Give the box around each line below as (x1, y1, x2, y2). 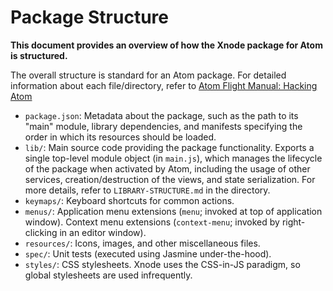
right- (281, 216, 306, 228)
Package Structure (10, 6, 169, 29)
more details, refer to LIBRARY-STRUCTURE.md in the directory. (24, 184, 271, 196)
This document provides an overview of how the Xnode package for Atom (10, 39, 323, 51)
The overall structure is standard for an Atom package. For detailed (10, 69, 287, 81)
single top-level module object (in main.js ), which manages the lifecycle (24, 152, 323, 164)
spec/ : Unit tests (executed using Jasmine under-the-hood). (24, 247, 272, 260)
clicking (24, 226, 58, 238)
